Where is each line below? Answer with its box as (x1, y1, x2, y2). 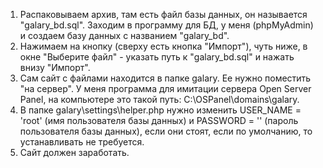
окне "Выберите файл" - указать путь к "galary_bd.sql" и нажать (19, 51, 295, 63)
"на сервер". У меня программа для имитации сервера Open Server (19, 83, 312, 94)
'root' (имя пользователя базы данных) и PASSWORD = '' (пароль (19, 115, 299, 126)
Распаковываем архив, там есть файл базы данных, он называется (19, 9, 308, 20)
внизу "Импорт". (19, 62, 91, 73)
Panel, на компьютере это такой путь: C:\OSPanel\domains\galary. (19, 94, 300, 105)
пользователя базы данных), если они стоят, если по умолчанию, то (19, 125, 313, 137)
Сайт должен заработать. (19, 147, 130, 158)
